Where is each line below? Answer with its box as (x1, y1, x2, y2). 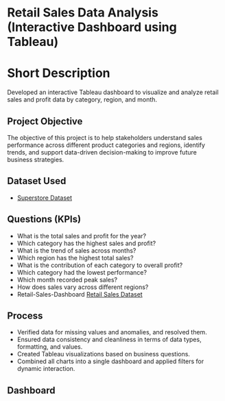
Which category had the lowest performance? (16, 268, 147, 276)
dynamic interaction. (16, 365, 75, 373)
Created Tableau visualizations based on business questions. (16, 350, 191, 358)
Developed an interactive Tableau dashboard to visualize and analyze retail (7, 88, 219, 97)
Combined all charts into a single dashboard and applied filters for (16, 357, 204, 365)
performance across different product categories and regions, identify (7, 141, 206, 149)
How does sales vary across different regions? (16, 283, 149, 291)
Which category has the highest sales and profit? (16, 239, 156, 247)
